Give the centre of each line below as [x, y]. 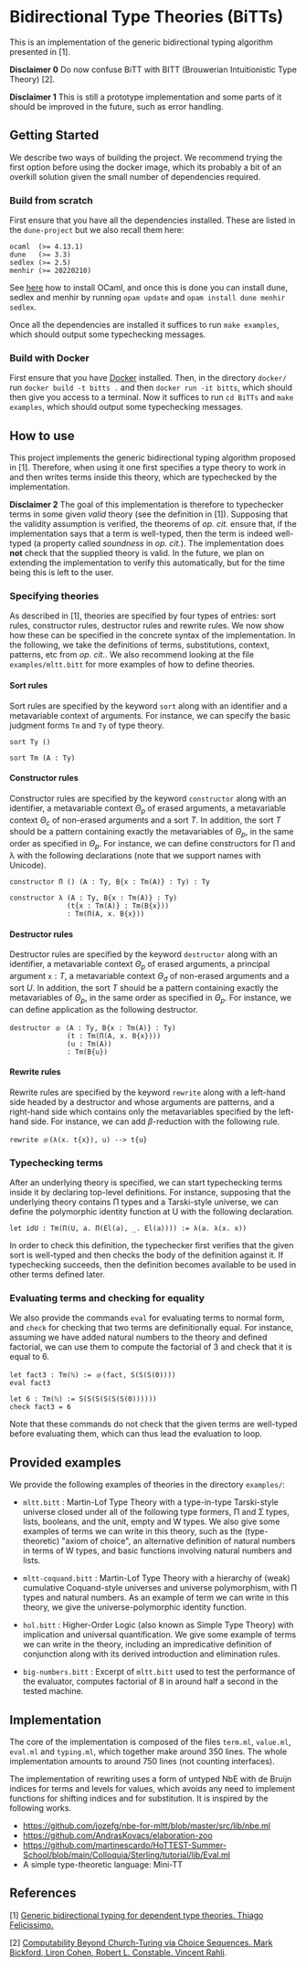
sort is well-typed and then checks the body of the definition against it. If [147, 1255]
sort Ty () [30, 742]
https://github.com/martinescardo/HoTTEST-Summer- [124, 1846]
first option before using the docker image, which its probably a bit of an [145, 167]
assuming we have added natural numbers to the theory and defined [138, 1337]
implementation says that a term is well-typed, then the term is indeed [141, 534]
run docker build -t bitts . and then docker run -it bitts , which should [151, 388]
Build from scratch [52, 200]
